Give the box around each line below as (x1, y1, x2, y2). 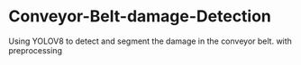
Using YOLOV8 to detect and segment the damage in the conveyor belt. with (8, 36, 292, 46)
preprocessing (8, 45, 62, 55)
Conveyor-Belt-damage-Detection (8, 6, 272, 27)
